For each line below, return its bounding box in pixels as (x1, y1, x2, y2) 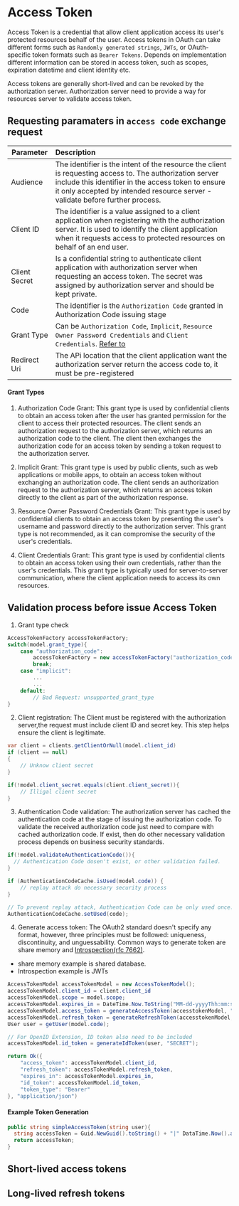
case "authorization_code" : (20, 648, 103, 655)
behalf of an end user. (55, 242, 129, 252)
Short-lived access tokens (7, 1163, 127, 1175)
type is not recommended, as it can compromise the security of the (17, 529, 216, 538)
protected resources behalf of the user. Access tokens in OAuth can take (7, 35, 221, 43)
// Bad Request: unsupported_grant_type (33, 694, 154, 701)
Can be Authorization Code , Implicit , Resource (55, 321, 213, 331)
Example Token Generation (7, 1107, 89, 1116)
